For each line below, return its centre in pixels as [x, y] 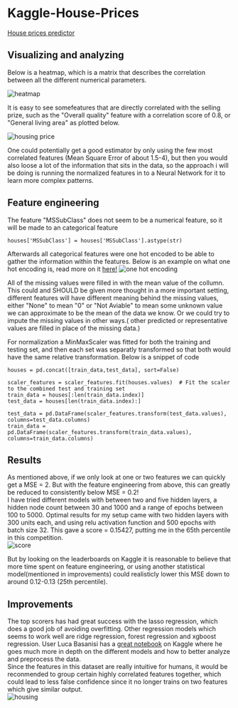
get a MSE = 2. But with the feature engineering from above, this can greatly [119, 485]
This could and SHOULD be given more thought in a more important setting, [118, 290]
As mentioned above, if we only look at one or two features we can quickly [117, 477]
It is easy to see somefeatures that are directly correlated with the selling [114, 107]
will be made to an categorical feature [63, 227]
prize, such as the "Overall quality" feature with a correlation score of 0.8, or [119, 115]
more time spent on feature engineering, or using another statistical [106, 566]
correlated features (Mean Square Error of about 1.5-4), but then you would [118, 157]
